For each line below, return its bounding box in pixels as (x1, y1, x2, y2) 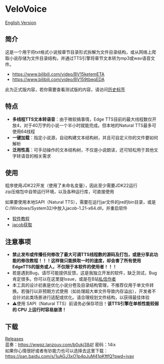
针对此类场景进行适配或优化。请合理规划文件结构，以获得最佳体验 (16, 294, 150, 300)
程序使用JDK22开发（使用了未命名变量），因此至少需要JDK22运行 (5, 182, 138, 188)
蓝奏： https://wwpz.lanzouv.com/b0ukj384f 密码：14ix (5, 342, 116, 347)
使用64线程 (12, 129, 35, 134)
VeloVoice (5, 3, 47, 15)
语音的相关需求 (21, 153, 51, 159)
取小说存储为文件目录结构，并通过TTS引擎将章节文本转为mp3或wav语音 (5, 55, 151, 61)
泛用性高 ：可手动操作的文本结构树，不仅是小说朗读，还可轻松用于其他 (12, 147, 154, 153)
